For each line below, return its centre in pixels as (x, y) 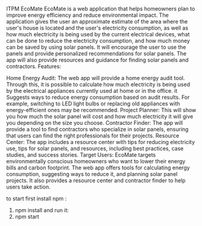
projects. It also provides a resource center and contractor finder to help (96, 180)
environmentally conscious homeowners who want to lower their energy (96, 161)
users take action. (28, 187)
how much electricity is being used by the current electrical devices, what (98, 34)
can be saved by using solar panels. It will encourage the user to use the (96, 47)
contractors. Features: (34, 66)
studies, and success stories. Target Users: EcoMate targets (81, 155)
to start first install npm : (36, 199)
